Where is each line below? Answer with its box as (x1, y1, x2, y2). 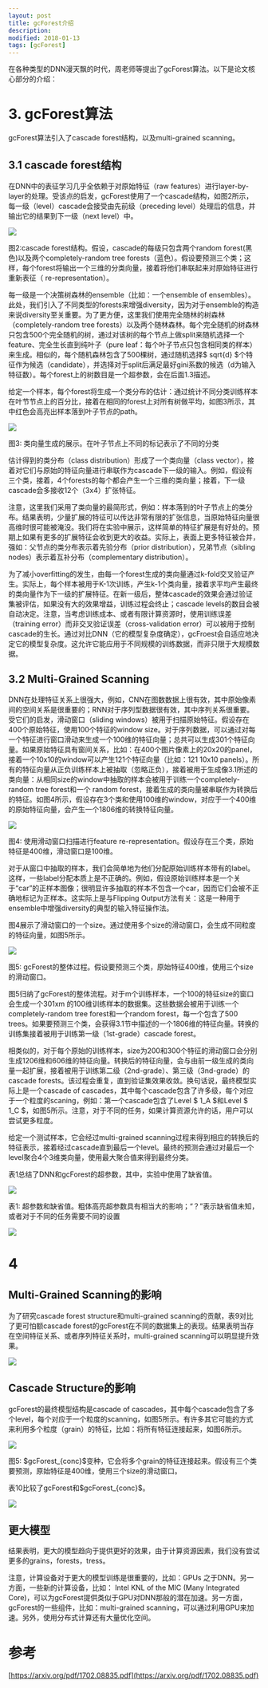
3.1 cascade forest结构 (8, 159, 122, 172)
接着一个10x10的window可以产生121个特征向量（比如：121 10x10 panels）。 (8, 755, 253, 764)
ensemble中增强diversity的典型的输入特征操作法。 (8, 903, 174, 913)
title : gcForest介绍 (8, 19, 74, 27)
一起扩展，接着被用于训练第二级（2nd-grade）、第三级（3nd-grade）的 (14, 1066, 250, 1075)
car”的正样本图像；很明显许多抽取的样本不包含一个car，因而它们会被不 (18, 883, 253, 893)
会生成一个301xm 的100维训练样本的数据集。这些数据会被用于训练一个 (8, 999, 239, 1008)
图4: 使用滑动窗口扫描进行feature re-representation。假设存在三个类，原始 (8, 836, 254, 846)
